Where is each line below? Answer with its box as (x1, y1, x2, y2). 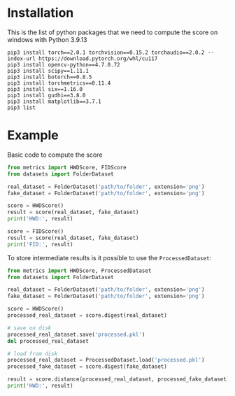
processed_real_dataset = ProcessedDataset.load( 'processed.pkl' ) (7, 357, 205, 364)
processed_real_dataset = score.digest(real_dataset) (7, 312, 168, 319)
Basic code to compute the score (7, 150, 103, 159)
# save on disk (7, 324, 52, 332)
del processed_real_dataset (7, 337, 90, 344)
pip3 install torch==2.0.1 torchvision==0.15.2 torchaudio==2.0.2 (7, 49, 205, 56)
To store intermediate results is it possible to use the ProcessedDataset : (7, 253, 212, 262)
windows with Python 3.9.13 (7, 35, 87, 43)
